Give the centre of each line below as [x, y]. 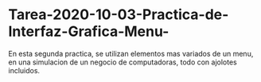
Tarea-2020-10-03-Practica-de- [119, 15]
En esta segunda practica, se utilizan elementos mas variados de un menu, [131, 53]
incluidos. [24, 70]
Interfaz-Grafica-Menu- [89, 31]
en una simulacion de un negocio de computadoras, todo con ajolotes [123, 62]
